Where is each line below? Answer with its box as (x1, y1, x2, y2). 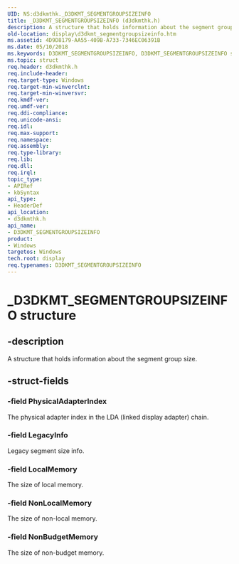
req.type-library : (7, 149, 62, 156)
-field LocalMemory (7, 464, 78, 474)
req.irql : (7, 169, 37, 176)
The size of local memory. (7, 481, 84, 489)
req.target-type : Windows (7, 76, 84, 84)
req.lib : (7, 156, 33, 164)
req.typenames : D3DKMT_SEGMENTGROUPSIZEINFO (7, 262, 142, 269)
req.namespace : (7, 136, 53, 143)
